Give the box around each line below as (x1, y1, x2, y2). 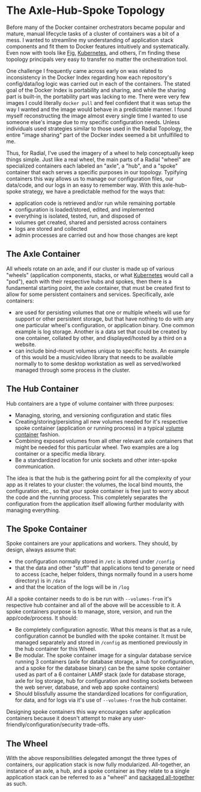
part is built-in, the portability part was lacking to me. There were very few (6, 93, 190, 100)
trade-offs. (83, 721, 110, 728)
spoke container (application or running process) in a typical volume (14, 424, 184, 432)
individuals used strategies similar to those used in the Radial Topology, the (6, 125, 193, 132)
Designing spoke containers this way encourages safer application (6, 708, 171, 715)
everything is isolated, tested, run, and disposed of (14, 212, 141, 219)
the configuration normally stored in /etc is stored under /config (14, 558, 175, 565)
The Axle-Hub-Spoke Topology (6, 4, 165, 17)
